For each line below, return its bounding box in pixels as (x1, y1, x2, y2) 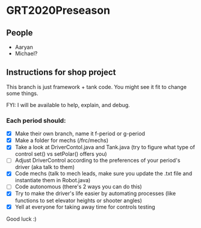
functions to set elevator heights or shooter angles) (14, 197, 143, 204)
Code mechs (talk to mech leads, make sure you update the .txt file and (14, 170, 193, 177)
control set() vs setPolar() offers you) (14, 150, 107, 158)
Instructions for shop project (6, 67, 116, 78)
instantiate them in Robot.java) (14, 177, 91, 184)
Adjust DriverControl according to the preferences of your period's (14, 157, 181, 164)
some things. (6, 90, 39, 97)
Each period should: (6, 116, 66, 125)
